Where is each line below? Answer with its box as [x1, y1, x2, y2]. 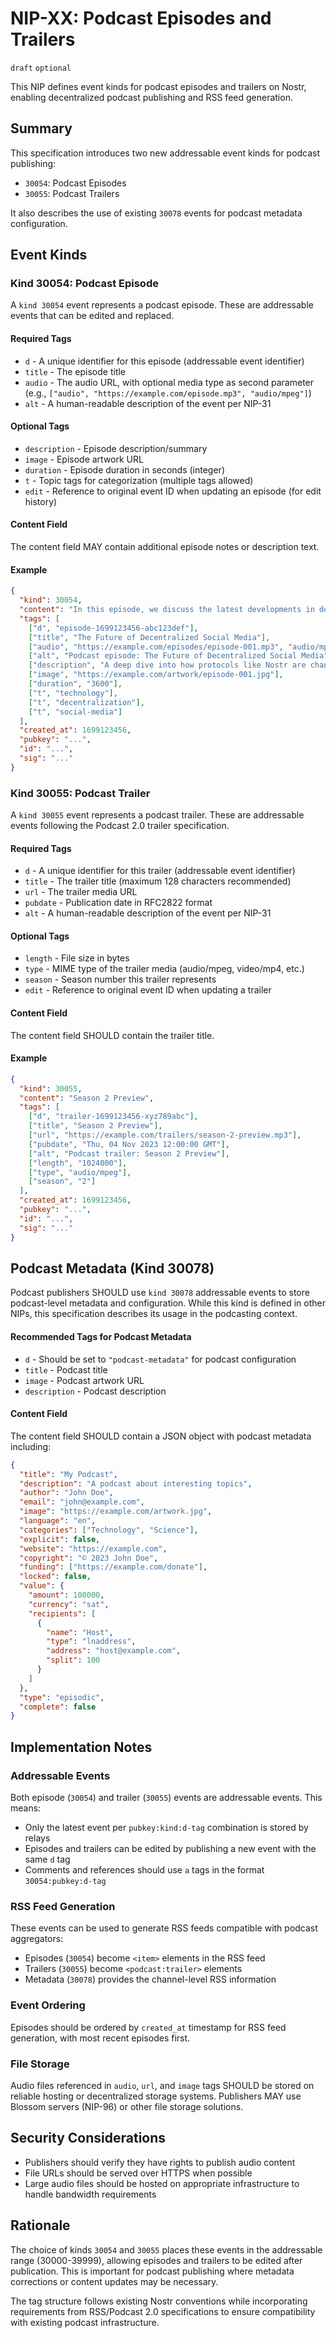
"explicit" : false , [19, 1534, 101, 1544]
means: [10, 1802, 42, 1814]
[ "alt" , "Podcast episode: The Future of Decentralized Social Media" [28, 651, 329, 661]
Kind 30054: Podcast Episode [10, 277, 159, 291]
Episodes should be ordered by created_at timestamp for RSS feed [10, 2021, 287, 2033]
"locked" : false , [19, 1572, 92, 1582]
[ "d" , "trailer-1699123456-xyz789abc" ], [28, 1112, 199, 1122]
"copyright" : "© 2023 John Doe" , [19, 1553, 159, 1563]
